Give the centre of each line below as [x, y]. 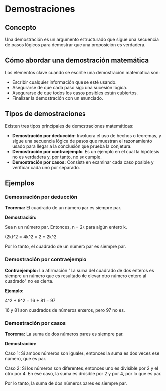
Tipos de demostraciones [45, 114]
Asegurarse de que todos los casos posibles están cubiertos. [75, 93]
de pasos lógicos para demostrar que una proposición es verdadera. [75, 45]
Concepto [21, 28]
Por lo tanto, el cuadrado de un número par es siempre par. [66, 247]
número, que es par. [26, 358]
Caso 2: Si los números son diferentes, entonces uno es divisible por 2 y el [82, 368]
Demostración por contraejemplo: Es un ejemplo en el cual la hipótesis [86, 151]
